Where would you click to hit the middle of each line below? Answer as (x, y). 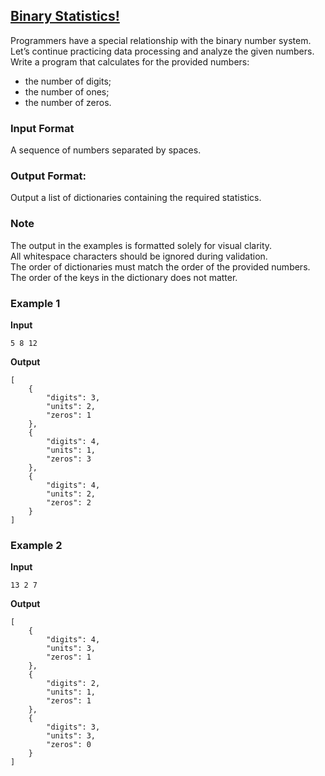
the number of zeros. (68, 102)
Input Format (42, 128)
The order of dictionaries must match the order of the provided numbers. (160, 266)
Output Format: (48, 176)
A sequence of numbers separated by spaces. (106, 150)
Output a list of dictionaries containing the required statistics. (136, 198)
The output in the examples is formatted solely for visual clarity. (141, 245)
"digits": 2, (73, 684)
